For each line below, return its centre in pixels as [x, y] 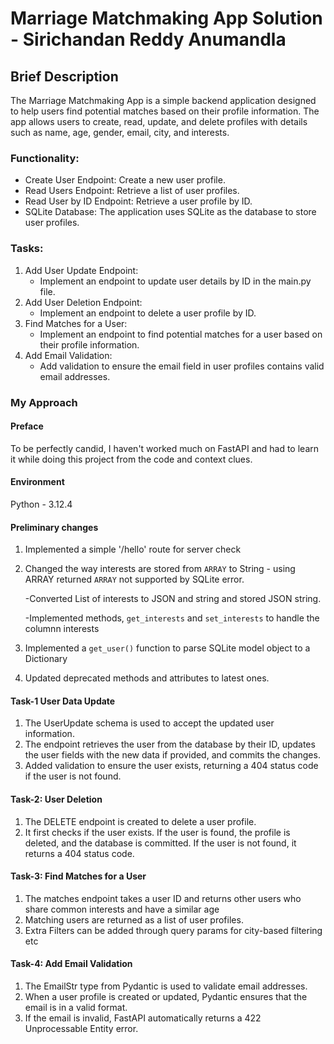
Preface [27, 426]
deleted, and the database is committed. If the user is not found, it [160, 843]
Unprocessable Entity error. [81, 1028]
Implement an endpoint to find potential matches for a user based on [181, 334]
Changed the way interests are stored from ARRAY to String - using [160, 569]
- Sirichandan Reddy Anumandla [148, 39]
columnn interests [62, 629]
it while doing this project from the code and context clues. [131, 459]
